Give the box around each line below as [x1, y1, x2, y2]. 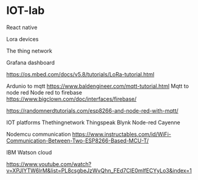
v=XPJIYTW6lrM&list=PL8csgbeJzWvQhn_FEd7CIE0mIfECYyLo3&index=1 [6, 167, 193, 174]
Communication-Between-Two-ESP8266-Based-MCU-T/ [6, 137, 149, 144]
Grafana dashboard [6, 59, 55, 66]
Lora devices [6, 35, 39, 42]
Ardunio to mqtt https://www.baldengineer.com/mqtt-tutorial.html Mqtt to [6, 82, 189, 90]
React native [6, 24, 38, 31]
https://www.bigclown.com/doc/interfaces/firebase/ [6, 95, 137, 102]
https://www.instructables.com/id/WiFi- [72, 130, 171, 138]
